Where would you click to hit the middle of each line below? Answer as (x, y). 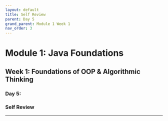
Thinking (19, 79)
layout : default (22, 10)
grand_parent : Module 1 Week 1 (38, 24)
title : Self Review (25, 14)
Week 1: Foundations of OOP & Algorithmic (73, 71)
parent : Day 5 (20, 19)
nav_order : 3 (19, 28)
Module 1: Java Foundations (64, 53)
